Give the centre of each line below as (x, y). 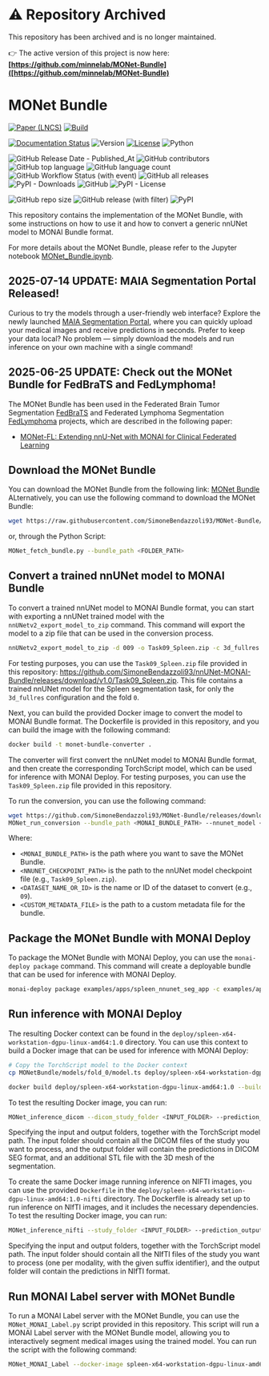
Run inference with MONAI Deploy (95, 1014)
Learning (34, 445)
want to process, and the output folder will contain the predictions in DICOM (134, 1149)
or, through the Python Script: (57, 536)
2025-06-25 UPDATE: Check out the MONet (120, 373)
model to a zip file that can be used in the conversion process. (111, 633)
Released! (34, 294)
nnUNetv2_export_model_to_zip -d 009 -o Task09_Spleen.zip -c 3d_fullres (134, 648)
